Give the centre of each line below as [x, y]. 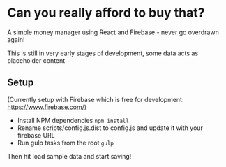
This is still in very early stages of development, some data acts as [103, 53]
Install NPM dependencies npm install [73, 120]
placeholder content [36, 60]
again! [16, 39]
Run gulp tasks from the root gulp [65, 143]
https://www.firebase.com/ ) [47, 107]
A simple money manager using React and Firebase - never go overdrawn [113, 32]
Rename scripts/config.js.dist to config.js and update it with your [110, 128]
